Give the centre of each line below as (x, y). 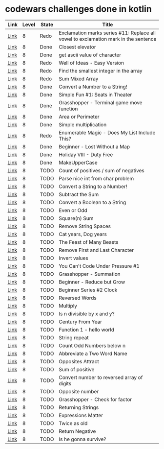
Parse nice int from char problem (96, 178)
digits (65, 383)
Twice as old (73, 423)
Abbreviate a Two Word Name (93, 354)
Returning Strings (79, 407)
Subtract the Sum (79, 194)
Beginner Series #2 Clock (88, 290)
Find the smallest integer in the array (100, 71)
